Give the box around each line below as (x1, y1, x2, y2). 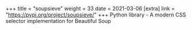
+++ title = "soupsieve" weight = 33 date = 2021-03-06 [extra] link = (5, 5, 175, 12)
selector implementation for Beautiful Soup (5, 18, 111, 24)
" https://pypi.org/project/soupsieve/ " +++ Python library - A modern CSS (5, 11, 187, 18)
